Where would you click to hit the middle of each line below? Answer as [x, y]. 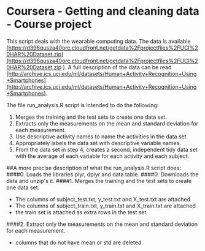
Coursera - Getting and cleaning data [103, 11]
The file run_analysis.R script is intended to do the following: [83, 105]
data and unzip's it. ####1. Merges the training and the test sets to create [99, 181]
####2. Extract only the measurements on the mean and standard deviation [102, 224]
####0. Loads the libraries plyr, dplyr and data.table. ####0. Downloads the [102, 174]
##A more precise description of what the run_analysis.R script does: [94, 168]
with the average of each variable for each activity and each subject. [102, 156]
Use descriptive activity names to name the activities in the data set [101, 137]
